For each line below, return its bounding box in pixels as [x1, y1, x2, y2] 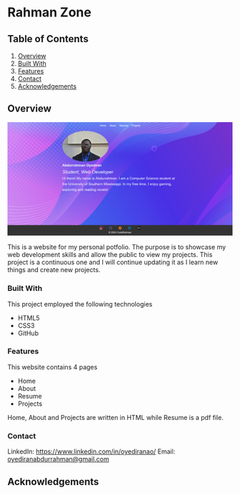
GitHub [17, 329, 39, 337]
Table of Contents [7, 33, 89, 45]
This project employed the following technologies [7, 299, 153, 308]
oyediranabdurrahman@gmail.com [7, 455, 109, 464]
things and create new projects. [7, 266, 101, 274]
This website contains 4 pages [7, 362, 98, 371]
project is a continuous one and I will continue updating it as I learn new [7, 258, 219, 266]
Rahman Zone [7, 4, 91, 21]
